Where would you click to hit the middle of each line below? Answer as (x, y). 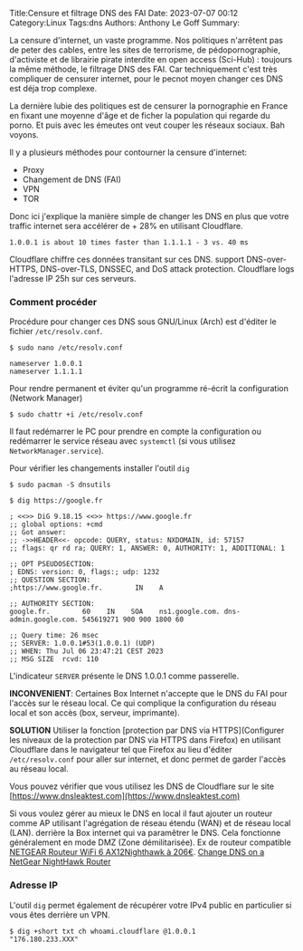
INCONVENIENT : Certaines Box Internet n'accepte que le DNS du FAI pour (148, 694)
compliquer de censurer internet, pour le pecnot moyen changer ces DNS (146, 79)
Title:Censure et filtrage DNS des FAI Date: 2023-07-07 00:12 (124, 13)
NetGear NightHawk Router (60, 862)
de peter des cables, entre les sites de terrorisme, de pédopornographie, (145, 50)
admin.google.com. (44, 620)
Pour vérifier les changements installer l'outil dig (99, 468)
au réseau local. (39, 769)
